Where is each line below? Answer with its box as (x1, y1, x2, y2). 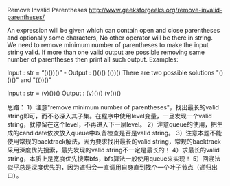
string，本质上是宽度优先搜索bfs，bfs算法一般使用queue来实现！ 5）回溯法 (7, 155, 221, 163)
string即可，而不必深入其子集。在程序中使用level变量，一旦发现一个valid (7, 112, 213, 120)
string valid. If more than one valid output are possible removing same (7, 48, 205, 56)
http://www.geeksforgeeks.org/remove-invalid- (89, 6, 223, 14)
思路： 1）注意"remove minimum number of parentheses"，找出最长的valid (7, 103, 220, 111)
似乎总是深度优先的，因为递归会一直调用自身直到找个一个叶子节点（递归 (7, 163, 211, 171)
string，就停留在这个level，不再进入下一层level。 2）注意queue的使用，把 (7, 120, 218, 129)
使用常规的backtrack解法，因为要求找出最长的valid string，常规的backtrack (7, 137, 221, 146)
